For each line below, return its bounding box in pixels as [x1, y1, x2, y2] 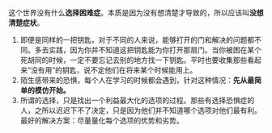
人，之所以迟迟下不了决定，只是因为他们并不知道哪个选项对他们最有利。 [19, 106, 261, 115]
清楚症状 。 [8, 18, 45, 27]
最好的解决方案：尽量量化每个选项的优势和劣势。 [19, 116, 184, 125]
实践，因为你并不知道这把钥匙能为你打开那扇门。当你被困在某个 [48, 45, 261, 55]
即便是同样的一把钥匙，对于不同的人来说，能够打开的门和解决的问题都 [19, 35, 255, 44]
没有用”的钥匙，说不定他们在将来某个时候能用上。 [30, 65, 198, 75]
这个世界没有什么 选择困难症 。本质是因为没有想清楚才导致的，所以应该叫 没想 [8, 8, 264, 17]
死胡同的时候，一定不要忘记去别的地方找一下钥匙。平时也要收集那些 [19, 56, 248, 64]
